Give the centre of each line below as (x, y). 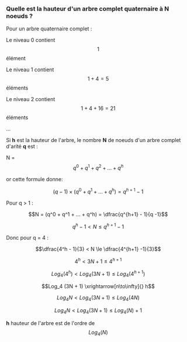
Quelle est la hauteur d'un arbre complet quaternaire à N (88, 9)
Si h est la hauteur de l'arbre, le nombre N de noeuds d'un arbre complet (93, 140)
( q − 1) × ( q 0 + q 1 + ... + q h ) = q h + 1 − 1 (98, 191)
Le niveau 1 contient (30, 70)
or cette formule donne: (34, 179)
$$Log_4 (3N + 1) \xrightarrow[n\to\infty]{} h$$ (98, 286)
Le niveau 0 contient (31, 40)
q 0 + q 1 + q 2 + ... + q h (98, 167)
